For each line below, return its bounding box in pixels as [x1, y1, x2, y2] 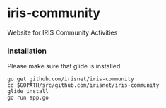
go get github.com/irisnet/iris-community [7, 76, 134, 83]
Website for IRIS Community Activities [7, 28, 118, 37]
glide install [7, 88, 49, 95]
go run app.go [7, 94, 49, 102]
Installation [7, 46, 47, 56]
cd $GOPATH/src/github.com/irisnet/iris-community [7, 82, 160, 89]
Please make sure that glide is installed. [7, 62, 122, 71]
